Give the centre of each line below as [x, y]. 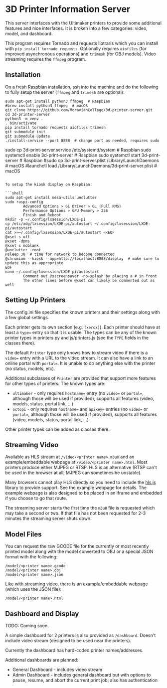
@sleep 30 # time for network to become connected [60, 254]
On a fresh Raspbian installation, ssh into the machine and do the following [82, 87]
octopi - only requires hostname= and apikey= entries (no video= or [80, 409]
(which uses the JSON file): [33, 589]
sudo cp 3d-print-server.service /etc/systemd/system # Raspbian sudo [78, 150]
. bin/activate [21, 123]
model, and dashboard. [29, 33]
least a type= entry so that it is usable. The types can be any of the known [81, 332]
